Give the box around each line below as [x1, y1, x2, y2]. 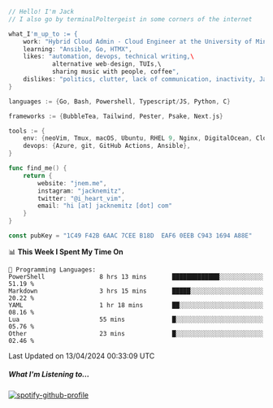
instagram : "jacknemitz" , [37, 187, 126, 195]
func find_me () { [8, 164, 67, 172]
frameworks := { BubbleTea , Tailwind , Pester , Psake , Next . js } [8, 112, 223, 120]
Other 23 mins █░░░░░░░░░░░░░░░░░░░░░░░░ [8, 329, 264, 337]
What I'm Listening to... [8, 370, 90, 380]
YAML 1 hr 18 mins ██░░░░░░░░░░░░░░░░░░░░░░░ [8, 301, 264, 309]
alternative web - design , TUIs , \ [51, 60, 162, 68]
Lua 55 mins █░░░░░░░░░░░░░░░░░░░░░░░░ [8, 315, 264, 323]
